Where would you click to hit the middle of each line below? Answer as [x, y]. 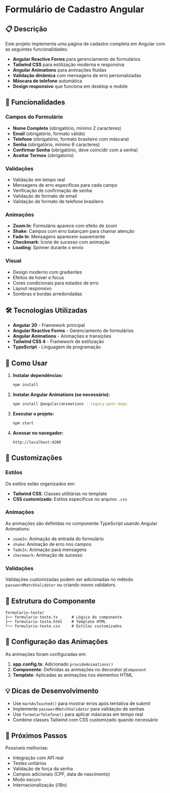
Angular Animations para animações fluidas [59, 70]
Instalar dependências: [38, 376]
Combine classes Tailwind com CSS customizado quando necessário [85, 719]
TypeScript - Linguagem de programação [57, 347]
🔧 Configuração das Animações [57, 642]
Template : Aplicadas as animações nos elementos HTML [73, 675]
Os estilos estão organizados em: [40, 483]
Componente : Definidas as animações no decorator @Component [79, 669]
